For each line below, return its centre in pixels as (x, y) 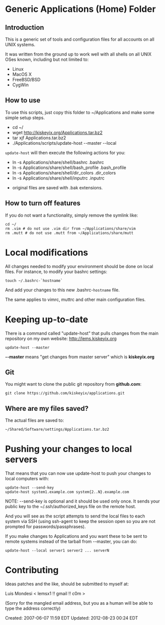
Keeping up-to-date (47, 319)
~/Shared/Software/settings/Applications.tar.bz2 (57, 430)
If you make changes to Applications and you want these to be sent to (76, 536)
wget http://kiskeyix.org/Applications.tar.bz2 (57, 132)
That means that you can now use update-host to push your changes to (78, 473)
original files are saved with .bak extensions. (57, 187)
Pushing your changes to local (69, 449)
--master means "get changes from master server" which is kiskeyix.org (80, 357)
